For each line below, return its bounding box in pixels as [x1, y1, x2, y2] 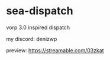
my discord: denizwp [6, 35, 57, 42]
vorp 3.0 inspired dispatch [6, 24, 70, 31]
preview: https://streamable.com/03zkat [6, 46, 105, 54]
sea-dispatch [6, 4, 73, 18]
